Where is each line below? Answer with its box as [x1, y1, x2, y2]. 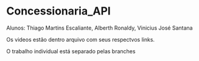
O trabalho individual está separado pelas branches [6, 47, 136, 55]
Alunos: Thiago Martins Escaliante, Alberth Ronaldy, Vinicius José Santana [6, 24, 193, 31]
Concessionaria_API [6, 4, 111, 18]
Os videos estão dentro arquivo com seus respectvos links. [6, 36, 155, 43]
